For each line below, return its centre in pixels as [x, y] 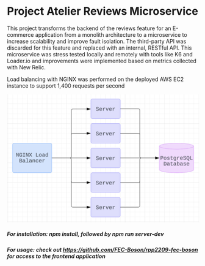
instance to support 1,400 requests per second [66, 85]
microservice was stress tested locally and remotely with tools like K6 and [100, 54]
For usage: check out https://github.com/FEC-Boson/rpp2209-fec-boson [103, 249]
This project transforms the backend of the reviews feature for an [89, 28]
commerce [20, 34]
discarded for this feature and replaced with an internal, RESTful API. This [99, 48]
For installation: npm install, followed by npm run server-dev [85, 234]
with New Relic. [27, 67]
